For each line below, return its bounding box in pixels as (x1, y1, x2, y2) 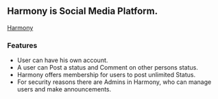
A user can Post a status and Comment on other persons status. (16, 63, 199, 72)
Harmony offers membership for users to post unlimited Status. (16, 71, 196, 79)
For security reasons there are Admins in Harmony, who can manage (16, 78, 212, 86)
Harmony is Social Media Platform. (7, 5, 158, 17)
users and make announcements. (16, 85, 112, 94)
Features (7, 40, 38, 50)
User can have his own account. (16, 56, 108, 64)
